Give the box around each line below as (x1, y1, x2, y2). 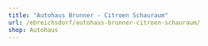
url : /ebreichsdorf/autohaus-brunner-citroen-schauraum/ (8, 19, 201, 27)
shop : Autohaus (8, 26, 59, 34)
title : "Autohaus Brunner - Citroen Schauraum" (8, 11, 169, 19)
